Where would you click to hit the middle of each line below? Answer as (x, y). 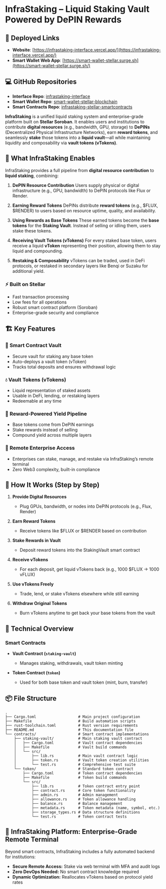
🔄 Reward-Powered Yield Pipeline (46, 414)
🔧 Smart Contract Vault (33, 346)
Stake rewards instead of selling (45, 430)
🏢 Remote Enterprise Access (40, 448)
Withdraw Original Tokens (40, 603)
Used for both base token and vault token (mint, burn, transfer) (83, 682)
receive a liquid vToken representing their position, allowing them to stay (86, 245)
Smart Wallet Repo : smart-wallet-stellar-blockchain (65, 101)
